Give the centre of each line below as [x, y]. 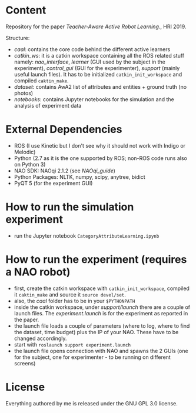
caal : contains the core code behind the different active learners [92, 49]
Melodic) [25, 152]
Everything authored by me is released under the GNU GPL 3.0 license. [92, 403]
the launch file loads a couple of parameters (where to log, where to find [102, 326]
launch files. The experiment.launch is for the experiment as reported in [101, 313]
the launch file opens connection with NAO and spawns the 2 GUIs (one [101, 351]
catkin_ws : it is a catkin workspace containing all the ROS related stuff [99, 55]
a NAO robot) [38, 272]
